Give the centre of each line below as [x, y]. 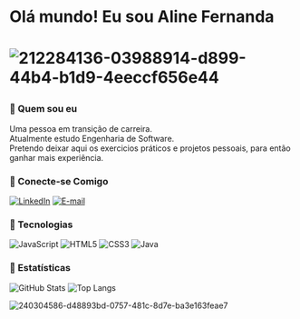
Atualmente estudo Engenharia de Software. [92, 138]
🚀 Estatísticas [40, 268]
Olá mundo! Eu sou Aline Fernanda [142, 17]
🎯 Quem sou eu [44, 109]
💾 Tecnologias [41, 224]
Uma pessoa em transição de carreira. [81, 128]
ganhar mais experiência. [57, 157]
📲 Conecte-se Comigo [59, 181]
